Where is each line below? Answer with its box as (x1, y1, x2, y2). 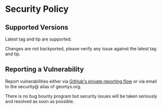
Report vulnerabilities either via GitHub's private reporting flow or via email (5, 78, 157, 84)
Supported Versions (5, 23, 68, 32)
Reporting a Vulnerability (5, 65, 84, 73)
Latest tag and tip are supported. (5, 36, 72, 42)
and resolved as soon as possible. (5, 98, 75, 104)
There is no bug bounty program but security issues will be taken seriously (5, 93, 158, 99)
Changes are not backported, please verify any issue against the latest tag (5, 46, 157, 51)
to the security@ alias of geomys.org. (5, 83, 81, 89)
